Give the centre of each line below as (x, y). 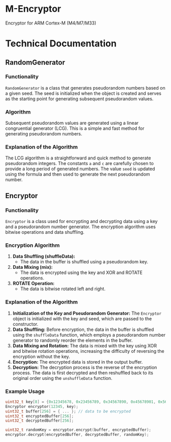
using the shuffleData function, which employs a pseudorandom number (89, 335)
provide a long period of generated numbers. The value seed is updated (80, 169)
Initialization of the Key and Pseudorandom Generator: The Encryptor (87, 313)
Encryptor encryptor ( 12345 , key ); (42, 406)
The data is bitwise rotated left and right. (63, 289)
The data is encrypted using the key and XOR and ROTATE (81, 272)
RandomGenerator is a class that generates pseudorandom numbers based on (85, 88)
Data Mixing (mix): (33, 267)
